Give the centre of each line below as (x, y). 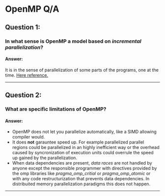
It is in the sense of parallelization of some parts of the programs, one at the (82, 70)
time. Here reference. (27, 75)
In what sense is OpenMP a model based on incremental (73, 41)
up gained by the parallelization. (45, 158)
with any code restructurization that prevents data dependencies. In (81, 179)
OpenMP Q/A (32, 9)
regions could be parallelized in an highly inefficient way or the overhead (86, 147)
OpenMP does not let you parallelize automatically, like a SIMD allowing (84, 132)
